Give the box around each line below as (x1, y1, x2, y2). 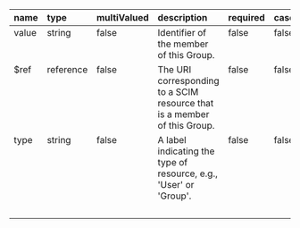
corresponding (157, 75, 221, 87)
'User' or (157, 179, 195, 190)
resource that (157, 97, 214, 109)
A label (157, 134, 187, 146)
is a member (157, 108, 210, 120)
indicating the (157, 145, 215, 157)
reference (46, 63, 88, 75)
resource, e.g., (157, 167, 219, 180)
